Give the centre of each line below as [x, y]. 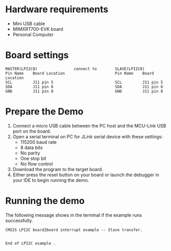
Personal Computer [33, 34]
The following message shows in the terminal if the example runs [74, 215]
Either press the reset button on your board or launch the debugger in [86, 175]
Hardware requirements [57, 9]
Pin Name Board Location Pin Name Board [80, 73]
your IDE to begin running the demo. [51, 180]
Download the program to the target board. [58, 169]
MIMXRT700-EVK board [38, 29]
